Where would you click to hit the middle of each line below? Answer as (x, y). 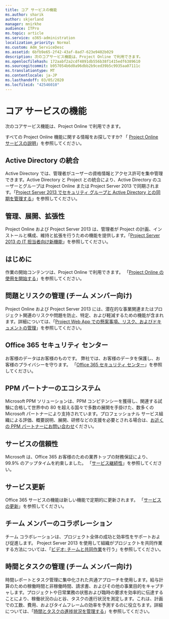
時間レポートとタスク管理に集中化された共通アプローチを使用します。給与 (82, 580)
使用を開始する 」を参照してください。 (45, 278)
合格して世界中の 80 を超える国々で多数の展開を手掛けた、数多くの (84, 408)
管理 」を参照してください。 (56, 328)
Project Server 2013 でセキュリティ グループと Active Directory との (86, 192)
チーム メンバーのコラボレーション (59, 524)
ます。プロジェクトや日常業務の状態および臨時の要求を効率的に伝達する (89, 592)
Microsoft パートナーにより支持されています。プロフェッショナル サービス (82, 414)
